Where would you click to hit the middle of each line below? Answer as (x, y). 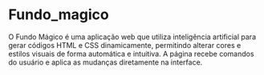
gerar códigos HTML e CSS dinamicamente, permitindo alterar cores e (125, 45)
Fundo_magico (59, 15)
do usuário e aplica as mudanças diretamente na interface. (106, 62)
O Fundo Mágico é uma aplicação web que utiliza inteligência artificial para (132, 37)
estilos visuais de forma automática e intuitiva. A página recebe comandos (131, 53)
